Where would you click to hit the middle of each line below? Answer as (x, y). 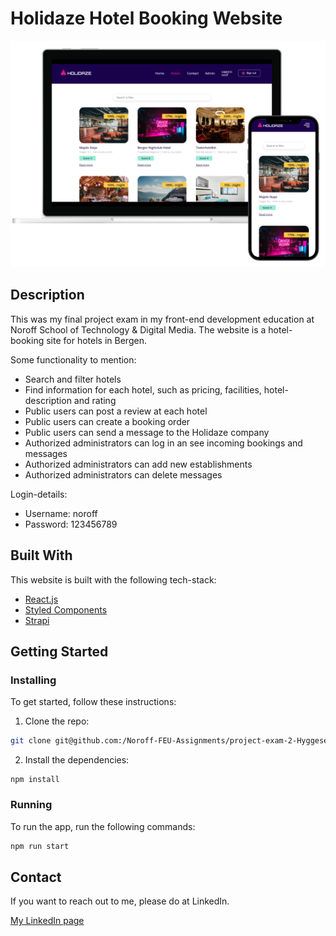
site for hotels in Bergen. (96, 340)
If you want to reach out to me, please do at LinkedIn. (120, 901)
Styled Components (66, 609)
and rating (95, 400)
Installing (33, 680)
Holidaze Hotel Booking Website (146, 18)
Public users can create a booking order (107, 421)
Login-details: (39, 494)
